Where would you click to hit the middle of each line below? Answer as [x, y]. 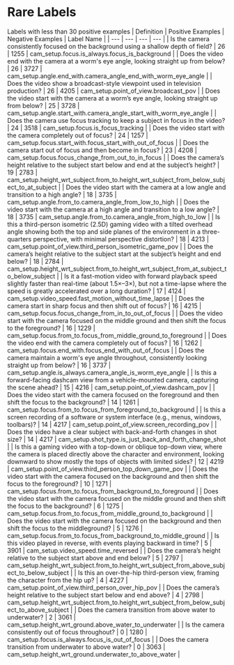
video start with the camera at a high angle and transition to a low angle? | [113, 209]
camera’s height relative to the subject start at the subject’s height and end [114, 254]
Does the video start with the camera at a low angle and [146, 187]
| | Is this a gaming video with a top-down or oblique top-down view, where [115, 447]
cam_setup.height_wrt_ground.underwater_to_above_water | [94, 654]
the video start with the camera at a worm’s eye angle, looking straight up [112, 98]
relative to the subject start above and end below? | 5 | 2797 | [95, 558]
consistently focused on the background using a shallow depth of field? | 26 [116, 46]
